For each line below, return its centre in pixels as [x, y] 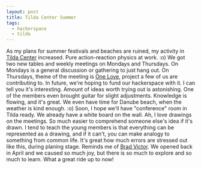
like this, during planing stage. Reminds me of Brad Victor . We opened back [100, 147]
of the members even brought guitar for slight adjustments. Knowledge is [97, 96]
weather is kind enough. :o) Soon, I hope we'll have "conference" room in [97, 108]
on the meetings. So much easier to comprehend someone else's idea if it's [100, 121]
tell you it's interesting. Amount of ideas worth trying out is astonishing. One [100, 89]
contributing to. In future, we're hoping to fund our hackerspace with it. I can [101, 83]
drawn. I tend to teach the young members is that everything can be [90, 128]
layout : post [22, 12]
